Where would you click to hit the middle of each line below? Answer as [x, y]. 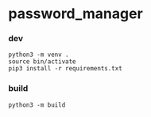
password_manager [75, 14]
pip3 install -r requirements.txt [66, 69]
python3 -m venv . [39, 55]
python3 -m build [37, 105]
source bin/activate [43, 62]
